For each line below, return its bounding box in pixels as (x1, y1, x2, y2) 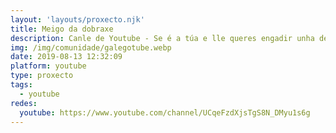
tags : (10, 80, 33, 90)
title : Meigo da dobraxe (10, 24, 114, 34)
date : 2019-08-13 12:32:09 (10, 52, 123, 62)
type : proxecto (10, 71, 74, 81)
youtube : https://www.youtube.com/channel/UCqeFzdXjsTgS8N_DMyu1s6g (19, 107, 311, 118)
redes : (10, 98, 38, 108)
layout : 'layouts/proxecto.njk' (10, 14, 145, 25)
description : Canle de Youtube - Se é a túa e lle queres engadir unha (10, 33, 315, 43)
